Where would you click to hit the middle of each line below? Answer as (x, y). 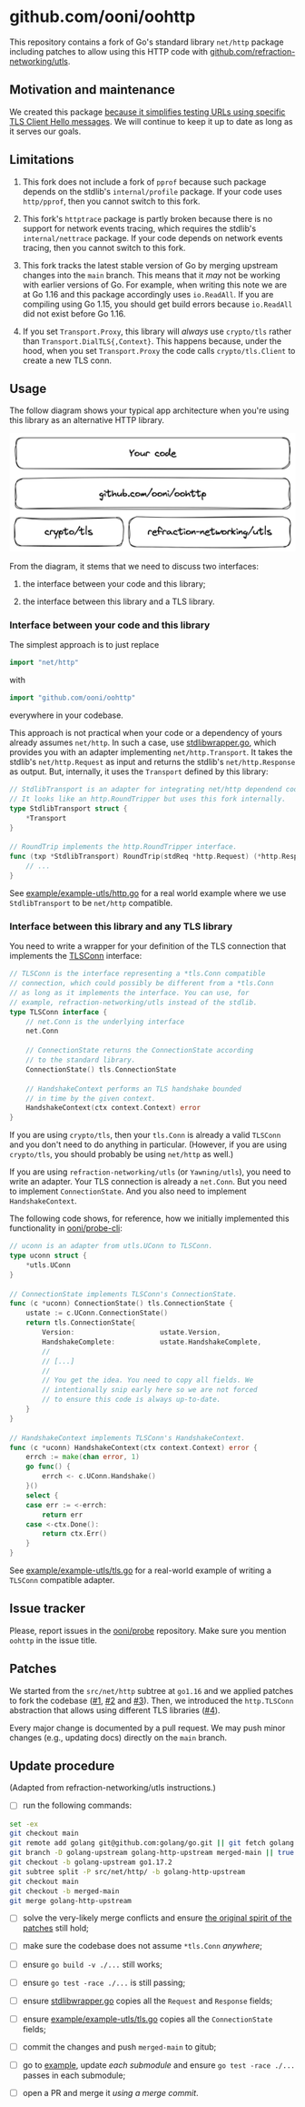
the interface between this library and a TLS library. (118, 601)
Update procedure (62, 1766)
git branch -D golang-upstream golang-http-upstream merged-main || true (152, 1853)
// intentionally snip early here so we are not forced (150, 1390)
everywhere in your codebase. (67, 715)
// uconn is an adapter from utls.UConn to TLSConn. (111, 1246)
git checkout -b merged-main (64, 1891)
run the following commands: (77, 1805)
